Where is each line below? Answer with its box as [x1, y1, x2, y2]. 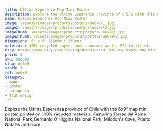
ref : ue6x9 [5, 70, 27, 75]
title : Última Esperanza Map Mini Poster [5, 7, 90, 12]
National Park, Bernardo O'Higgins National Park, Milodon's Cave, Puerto [5, 116, 151, 122]
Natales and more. [5, 122, 42, 128]
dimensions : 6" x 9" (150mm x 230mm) [5, 39, 81, 44]
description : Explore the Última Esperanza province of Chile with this [5, 12, 155, 16]
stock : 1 [5, 66, 23, 71]
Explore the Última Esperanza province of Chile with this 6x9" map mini [5, 106, 147, 112]
